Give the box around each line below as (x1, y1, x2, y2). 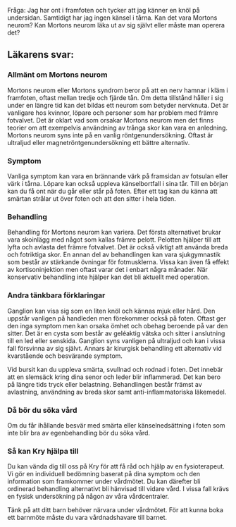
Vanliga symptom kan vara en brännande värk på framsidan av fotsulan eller (7, 172, 229, 180)
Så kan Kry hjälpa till (7, 446, 79, 456)
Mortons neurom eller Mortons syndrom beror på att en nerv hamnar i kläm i (7, 86, 228, 94)
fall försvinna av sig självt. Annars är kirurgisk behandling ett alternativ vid (7, 344, 222, 352)
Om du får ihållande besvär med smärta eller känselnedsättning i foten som (7, 421, 225, 429)
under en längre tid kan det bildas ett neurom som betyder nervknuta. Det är (7, 101, 229, 109)
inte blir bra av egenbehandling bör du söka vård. (7, 428, 150, 437)
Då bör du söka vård (7, 405, 77, 415)
